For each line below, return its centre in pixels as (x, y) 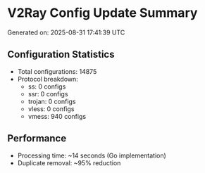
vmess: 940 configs (57, 116)
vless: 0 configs (51, 109)
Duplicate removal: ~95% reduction (69, 162)
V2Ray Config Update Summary (103, 13)
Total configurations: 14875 (57, 71)
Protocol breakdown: (48, 79)
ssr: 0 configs (48, 94)
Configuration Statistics (61, 55)
